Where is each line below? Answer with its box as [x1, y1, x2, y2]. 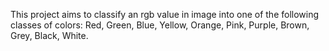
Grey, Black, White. [10, 30, 89, 41]
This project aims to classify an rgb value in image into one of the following [10, 9, 320, 20]
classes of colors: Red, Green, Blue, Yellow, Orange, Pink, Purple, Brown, [10, 19, 310, 31]
